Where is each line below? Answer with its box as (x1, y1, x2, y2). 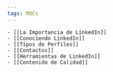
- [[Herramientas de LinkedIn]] (7, 53, 101, 60)
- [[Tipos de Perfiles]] (7, 40, 79, 48)
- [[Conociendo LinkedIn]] (7, 35, 85, 42)
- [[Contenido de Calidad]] (7, 59, 89, 66)
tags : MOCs (7, 10, 39, 17)
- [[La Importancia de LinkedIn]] (7, 29, 107, 36)
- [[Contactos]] (7, 47, 54, 53)
